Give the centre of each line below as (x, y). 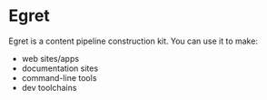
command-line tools (59, 77)
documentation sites (60, 68)
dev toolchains (49, 87)
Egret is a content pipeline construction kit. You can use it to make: (133, 41)
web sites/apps (50, 58)
